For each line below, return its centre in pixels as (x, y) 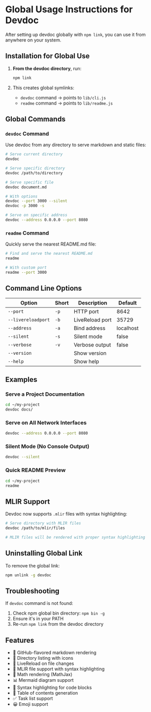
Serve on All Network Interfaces (46, 422)
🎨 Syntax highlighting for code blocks (52, 687)
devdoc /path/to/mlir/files (35, 528)
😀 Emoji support (30, 704)
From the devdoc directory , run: (47, 68)
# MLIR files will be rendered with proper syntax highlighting (75, 537)
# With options (21, 196)
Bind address (90, 328)
